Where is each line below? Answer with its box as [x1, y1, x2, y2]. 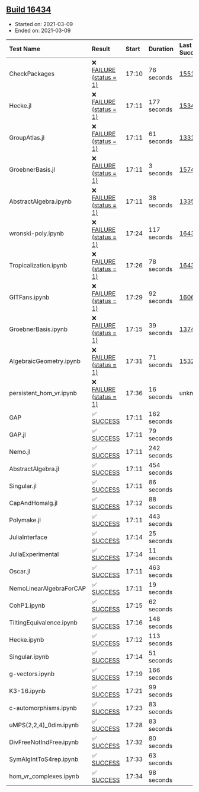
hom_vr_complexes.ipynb [9, 772, 79, 780]
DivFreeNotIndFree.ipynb [9, 738, 79, 746]
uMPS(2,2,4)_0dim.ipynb [9, 721, 79, 729]
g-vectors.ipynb [9, 670, 55, 678]
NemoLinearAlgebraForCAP [9, 584, 86, 592]
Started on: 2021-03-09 [14, 20, 73, 27]
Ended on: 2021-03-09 [14, 27, 71, 34]
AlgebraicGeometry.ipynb [9, 356, 81, 365]
